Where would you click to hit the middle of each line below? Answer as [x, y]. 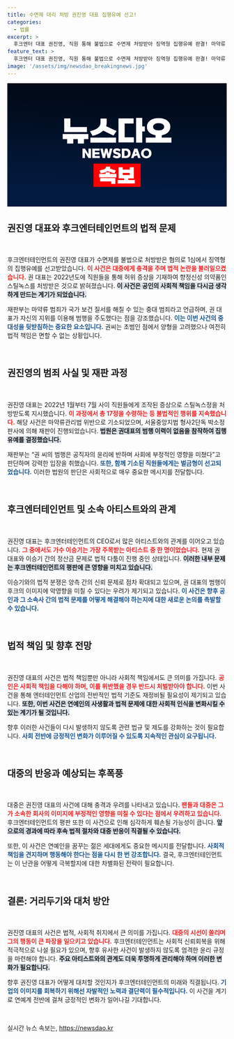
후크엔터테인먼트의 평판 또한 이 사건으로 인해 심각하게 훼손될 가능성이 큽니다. [111, 822]
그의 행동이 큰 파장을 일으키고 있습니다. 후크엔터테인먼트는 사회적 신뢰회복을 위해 [116, 941]
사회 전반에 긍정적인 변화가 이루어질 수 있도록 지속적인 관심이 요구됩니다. [119, 736]
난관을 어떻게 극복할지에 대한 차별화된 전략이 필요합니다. [98, 863]
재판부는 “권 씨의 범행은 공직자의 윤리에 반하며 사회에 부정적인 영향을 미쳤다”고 [114, 454]
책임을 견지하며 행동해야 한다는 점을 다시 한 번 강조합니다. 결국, [92, 855]
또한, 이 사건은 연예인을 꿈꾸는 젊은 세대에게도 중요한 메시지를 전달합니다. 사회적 [116, 846]
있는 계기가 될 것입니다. [39, 712]
